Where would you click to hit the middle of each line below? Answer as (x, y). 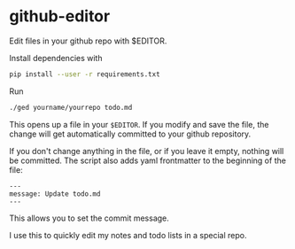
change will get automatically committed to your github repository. (130, 134)
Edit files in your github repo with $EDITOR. (88, 41)
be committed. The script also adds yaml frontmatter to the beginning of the (147, 160)
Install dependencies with (56, 58)
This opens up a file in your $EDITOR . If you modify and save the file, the (139, 124)
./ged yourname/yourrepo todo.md (71, 107)
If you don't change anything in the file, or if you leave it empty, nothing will (147, 151)
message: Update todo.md (55, 194)
